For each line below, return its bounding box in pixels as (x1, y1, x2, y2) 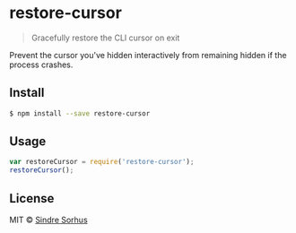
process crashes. (9, 59, 74, 70)
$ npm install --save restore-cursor (9, 108, 151, 118)
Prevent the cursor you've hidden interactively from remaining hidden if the (9, 49, 287, 60)
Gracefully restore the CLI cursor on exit (30, 32, 180, 43)
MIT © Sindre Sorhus (9, 214, 88, 225)
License (9, 191, 55, 206)
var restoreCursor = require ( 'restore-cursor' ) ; (9, 158, 195, 167)
